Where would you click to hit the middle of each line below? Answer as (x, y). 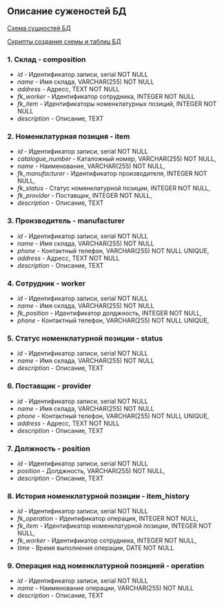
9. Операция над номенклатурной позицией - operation (106, 566)
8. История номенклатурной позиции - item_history (99, 496)
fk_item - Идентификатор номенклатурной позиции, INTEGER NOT (114, 526)
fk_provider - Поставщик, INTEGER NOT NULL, (84, 196)
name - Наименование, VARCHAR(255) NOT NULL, (91, 166)
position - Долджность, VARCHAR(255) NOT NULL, (91, 470)
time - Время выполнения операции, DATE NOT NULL (95, 548)
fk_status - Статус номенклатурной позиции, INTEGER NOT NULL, (114, 188)
